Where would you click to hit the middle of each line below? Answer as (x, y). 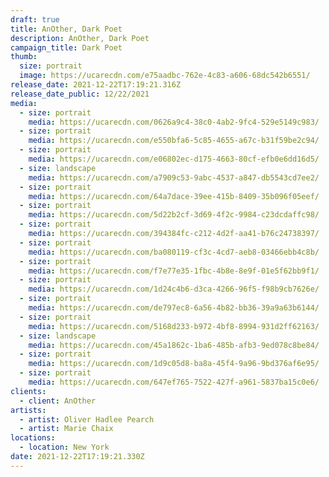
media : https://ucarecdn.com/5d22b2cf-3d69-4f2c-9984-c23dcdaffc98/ (174, 215)
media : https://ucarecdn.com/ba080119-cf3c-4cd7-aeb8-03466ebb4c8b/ (174, 252)
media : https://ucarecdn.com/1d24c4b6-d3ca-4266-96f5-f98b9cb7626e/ (174, 289)
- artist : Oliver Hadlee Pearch (87, 419)
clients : (28, 391)
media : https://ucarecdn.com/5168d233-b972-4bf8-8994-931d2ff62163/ (174, 326)
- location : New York (64, 447)
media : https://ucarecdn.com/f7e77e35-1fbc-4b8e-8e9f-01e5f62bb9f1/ (174, 271)
